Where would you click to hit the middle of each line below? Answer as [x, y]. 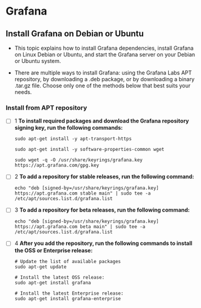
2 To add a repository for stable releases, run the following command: [104, 176]
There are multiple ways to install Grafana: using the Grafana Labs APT [103, 73]
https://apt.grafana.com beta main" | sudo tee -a [80, 227]
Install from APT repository [46, 107]
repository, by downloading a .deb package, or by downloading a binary [104, 79]
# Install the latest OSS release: [60, 277]
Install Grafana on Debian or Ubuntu [75, 34]
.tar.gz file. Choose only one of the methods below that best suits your [102, 85]
